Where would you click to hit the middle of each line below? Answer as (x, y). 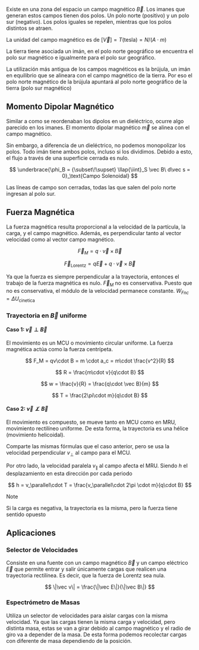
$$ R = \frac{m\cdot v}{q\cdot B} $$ (100, 372)
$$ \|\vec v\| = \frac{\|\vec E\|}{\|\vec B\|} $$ (100, 587)
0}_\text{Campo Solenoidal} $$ (100, 176)
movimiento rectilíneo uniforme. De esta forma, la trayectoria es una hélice (97, 428)
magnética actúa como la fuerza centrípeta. (60, 349)
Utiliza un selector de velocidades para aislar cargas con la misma (87, 615)
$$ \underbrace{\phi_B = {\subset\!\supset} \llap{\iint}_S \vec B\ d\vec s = (100, 169)
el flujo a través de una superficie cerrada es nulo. (68, 158)
